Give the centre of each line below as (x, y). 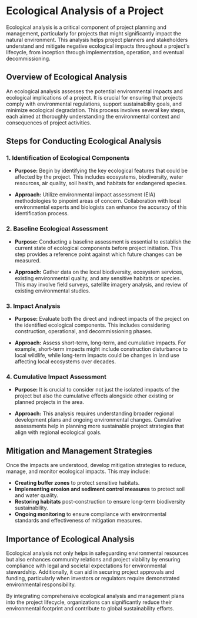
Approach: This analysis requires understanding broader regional (94, 413)
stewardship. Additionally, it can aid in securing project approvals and (90, 572)
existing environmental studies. (52, 291)
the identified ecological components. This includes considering (92, 325)
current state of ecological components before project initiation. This (98, 248)
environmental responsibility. (41, 584)
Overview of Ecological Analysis (67, 77)
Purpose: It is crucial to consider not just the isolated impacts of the (97, 390)
